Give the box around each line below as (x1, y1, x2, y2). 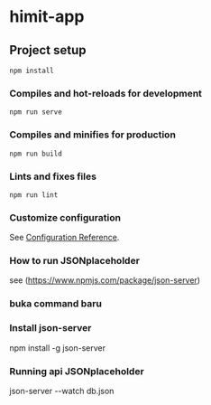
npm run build (9, 149, 63, 158)
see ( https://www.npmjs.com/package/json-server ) (9, 275, 201, 286)
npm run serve (9, 108, 63, 117)
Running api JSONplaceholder (9, 364, 144, 377)
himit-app (9, 6, 85, 27)
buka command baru (9, 297, 102, 310)
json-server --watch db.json (9, 386, 115, 396)
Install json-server (9, 322, 92, 334)
